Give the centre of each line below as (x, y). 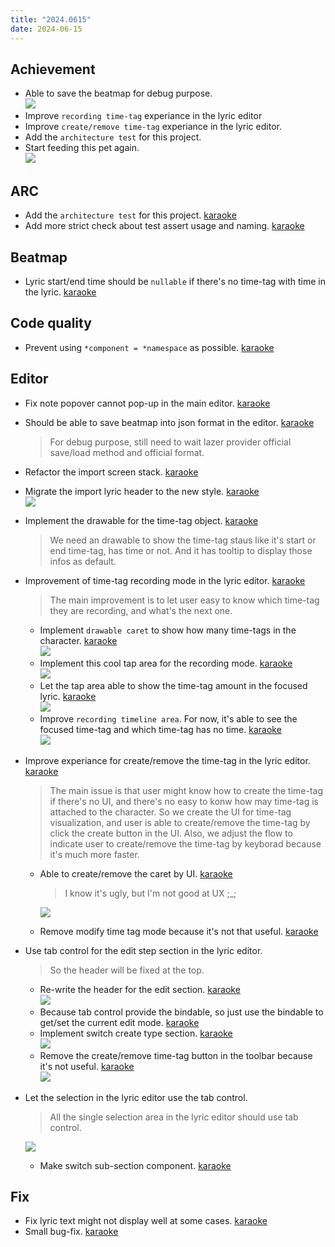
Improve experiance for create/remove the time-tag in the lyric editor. (167, 760)
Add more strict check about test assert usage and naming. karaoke (164, 226)
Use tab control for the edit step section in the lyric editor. (143, 950)
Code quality (51, 323)
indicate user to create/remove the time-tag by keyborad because (185, 843)
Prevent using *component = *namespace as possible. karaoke (149, 347)
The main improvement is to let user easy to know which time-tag (184, 600)
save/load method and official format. (127, 452)
